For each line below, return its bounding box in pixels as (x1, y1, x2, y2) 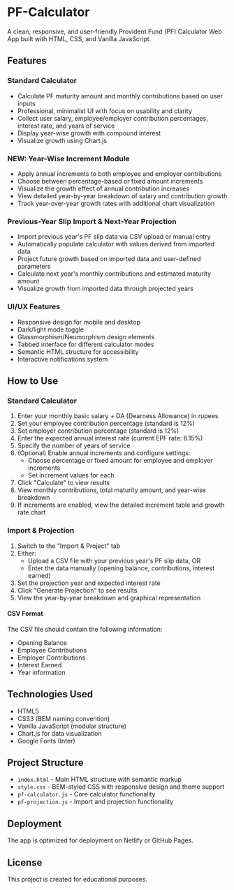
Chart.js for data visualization (17, 729, 103, 737)
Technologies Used (7, 688, 93, 700)
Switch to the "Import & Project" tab (17, 542, 121, 550)
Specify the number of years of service (17, 441, 131, 450)
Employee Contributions (17, 646, 87, 654)
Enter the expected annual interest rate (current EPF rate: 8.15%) (17, 434, 203, 443)
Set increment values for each (27, 471, 115, 480)
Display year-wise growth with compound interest (17, 128, 161, 137)
